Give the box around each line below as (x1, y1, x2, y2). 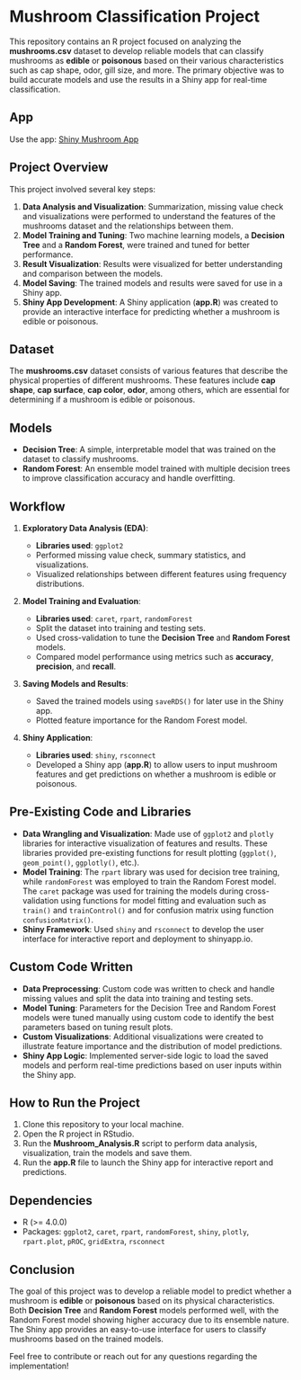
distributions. (35, 578, 85, 589)
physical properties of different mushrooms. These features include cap (9, 375, 276, 386)
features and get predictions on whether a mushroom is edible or (35, 769, 277, 779)
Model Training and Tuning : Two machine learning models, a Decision (22, 229, 285, 240)
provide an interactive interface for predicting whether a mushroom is (22, 306, 280, 316)
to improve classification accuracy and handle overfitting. (22, 473, 235, 484)
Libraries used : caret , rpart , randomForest (35, 613, 193, 624)
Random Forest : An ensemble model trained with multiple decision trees (22, 463, 290, 474)
